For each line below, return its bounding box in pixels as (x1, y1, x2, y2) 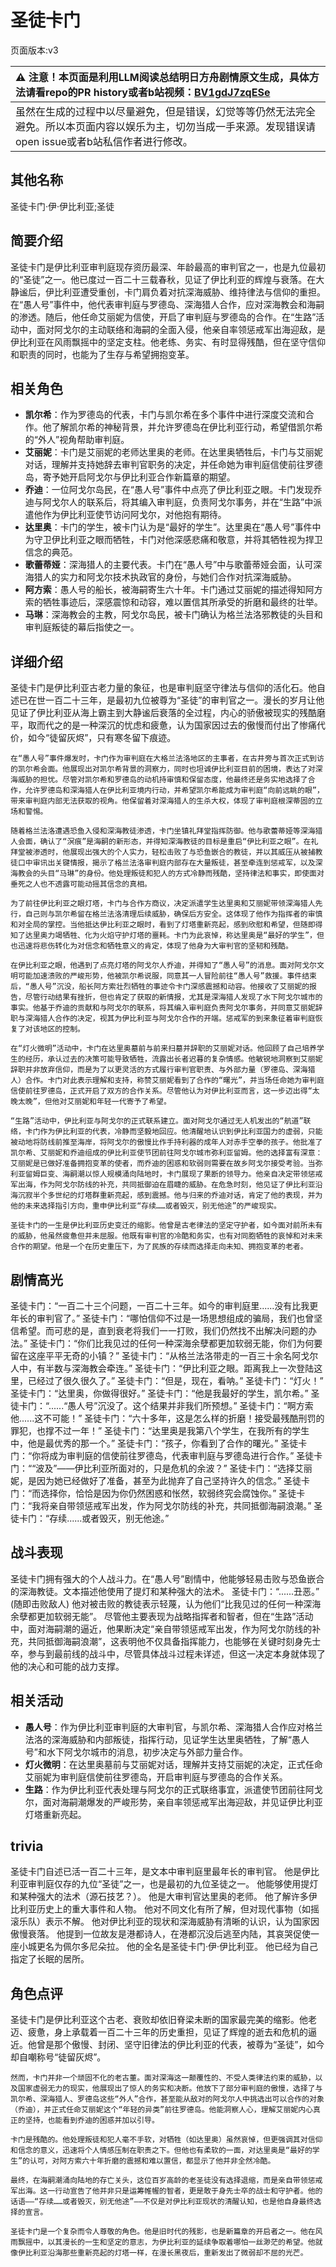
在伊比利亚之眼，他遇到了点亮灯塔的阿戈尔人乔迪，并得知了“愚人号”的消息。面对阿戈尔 (10, 961, 317, 971)
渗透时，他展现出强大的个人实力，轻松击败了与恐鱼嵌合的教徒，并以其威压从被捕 (32, 847, 316, 858)
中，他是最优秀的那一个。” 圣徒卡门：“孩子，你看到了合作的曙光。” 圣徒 (10, 1437, 299, 1449)
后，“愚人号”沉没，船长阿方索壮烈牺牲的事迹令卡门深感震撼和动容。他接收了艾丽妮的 (10, 982, 310, 992)
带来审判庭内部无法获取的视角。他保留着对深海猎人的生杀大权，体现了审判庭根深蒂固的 (10, 796, 316, 806)
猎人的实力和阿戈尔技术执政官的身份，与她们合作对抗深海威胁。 (33, 571, 297, 583)
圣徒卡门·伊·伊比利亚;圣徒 (10, 200, 115, 212)
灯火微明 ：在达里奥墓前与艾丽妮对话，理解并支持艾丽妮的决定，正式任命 (24, 1758, 323, 1770)
